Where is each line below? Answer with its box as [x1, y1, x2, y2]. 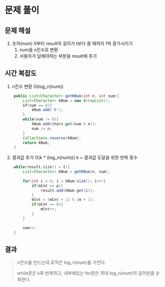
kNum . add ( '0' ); [31, 108, 64, 113]
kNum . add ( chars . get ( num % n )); [31, 122, 97, 127]
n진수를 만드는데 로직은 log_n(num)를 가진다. [17, 259, 106, 265]
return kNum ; [23, 140, 50, 145]
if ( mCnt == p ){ [31, 183, 64, 188]
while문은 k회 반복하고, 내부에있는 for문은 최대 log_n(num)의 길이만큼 [17, 270, 155, 276]
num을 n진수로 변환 [19, 47, 58, 53]
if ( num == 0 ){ [23, 103, 52, 108]
